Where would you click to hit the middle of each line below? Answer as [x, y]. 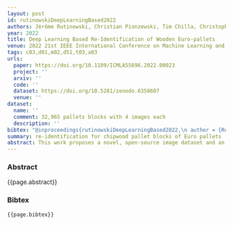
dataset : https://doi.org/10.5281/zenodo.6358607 [86, 91]
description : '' [37, 123]
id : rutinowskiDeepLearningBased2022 [62, 20]
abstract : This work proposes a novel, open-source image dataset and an [116, 143]
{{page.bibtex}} [31, 215]
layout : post [26, 14]
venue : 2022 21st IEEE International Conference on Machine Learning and [116, 46]
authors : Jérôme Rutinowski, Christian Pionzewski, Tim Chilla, [102, 26]
